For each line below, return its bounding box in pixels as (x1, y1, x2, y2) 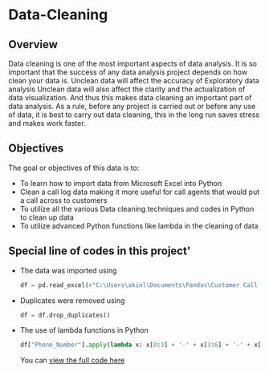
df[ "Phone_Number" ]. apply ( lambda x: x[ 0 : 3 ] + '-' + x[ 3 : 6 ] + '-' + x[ (19, 341, 262, 350)
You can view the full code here (19, 355, 125, 366)
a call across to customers (19, 195, 108, 205)
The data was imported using (19, 265, 117, 275)
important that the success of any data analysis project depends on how (8, 67, 247, 77)
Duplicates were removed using (19, 295, 125, 305)
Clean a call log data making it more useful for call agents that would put (19, 187, 259, 196)
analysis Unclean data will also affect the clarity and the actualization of (8, 84, 246, 94)
